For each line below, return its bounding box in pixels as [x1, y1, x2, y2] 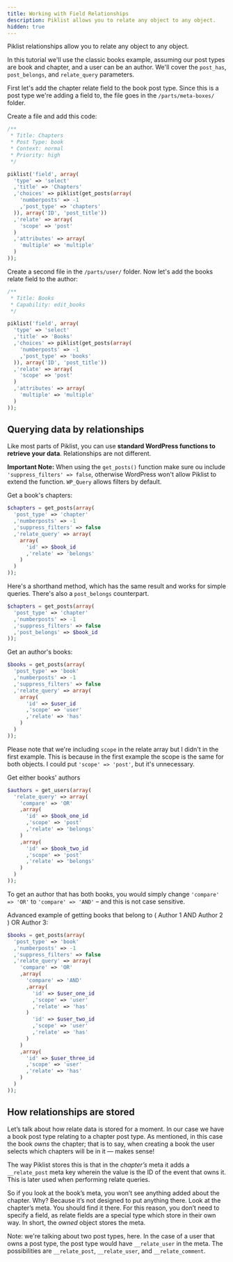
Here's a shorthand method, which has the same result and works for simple [7, 582, 226, 590]
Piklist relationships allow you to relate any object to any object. [7, 42, 189, 51]
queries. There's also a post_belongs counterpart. [7, 590, 150, 598]
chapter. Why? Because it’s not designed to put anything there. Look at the [7, 1196, 221, 1204]
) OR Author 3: [7, 918, 49, 926]
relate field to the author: [7, 274, 79, 283]
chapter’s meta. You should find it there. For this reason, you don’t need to [7, 1204, 220, 1212]
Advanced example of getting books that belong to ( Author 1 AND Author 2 [7, 910, 224, 919]
